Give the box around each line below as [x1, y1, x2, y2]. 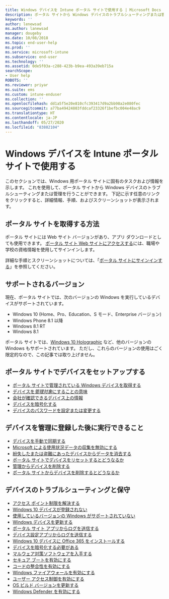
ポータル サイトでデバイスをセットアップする [5, 368, 146, 376]
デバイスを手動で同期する [12, 438, 66, 444]
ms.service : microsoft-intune [5, 49, 69, 55]
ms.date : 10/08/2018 [5, 36, 49, 41]
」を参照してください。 [10, 263, 58, 270]
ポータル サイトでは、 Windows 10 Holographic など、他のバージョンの [5, 339, 152, 345]
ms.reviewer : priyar [5, 82, 49, 87]
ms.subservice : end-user [5, 54, 57, 60]
